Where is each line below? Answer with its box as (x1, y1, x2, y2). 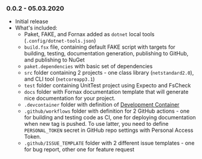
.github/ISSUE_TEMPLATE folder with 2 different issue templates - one (24, 140, 195, 147)
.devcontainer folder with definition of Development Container (24, 101, 180, 108)
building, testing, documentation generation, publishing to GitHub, (24, 50, 189, 57)
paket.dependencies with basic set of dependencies (24, 63, 153, 70)
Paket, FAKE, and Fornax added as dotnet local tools (24, 31, 155, 38)
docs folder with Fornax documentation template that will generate (24, 89, 189, 96)
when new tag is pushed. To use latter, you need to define (24, 120, 169, 128)
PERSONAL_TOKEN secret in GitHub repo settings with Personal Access (24, 126, 194, 134)
